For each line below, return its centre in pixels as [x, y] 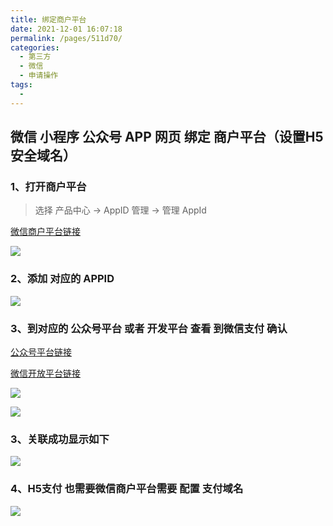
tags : [21, 85]
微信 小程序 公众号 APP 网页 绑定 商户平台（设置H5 [167, 137]
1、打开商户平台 [48, 186]
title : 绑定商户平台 [48, 19]
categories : [35, 47]
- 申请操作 [39, 76]
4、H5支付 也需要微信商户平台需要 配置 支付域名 [127, 489]
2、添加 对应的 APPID [62, 279]
